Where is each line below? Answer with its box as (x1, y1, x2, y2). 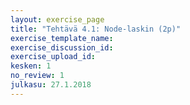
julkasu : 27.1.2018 (10, 80, 92, 90)
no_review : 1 (10, 71, 65, 81)
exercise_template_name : (10, 33, 114, 43)
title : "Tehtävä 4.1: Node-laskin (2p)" (10, 24, 182, 34)
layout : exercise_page (10, 14, 105, 25)
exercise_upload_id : (10, 52, 97, 62)
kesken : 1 (10, 61, 52, 71)
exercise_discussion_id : (10, 42, 114, 53)
